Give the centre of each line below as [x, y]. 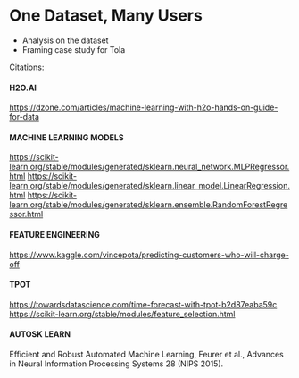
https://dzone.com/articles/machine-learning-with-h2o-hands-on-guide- [144, 107]
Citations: [27, 67]
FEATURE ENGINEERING [55, 234]
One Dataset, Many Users [106, 16]
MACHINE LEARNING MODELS [66, 137]
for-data [25, 117]
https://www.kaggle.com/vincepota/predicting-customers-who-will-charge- [149, 255]
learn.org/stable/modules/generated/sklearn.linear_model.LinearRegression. [149, 186]
